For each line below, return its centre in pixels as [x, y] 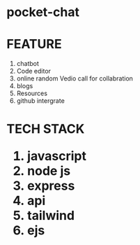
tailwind [50, 216]
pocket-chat [43, 12]
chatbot [28, 64]
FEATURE [34, 44]
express [51, 186]
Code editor [34, 71]
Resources [32, 93]
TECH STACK [46, 129]
